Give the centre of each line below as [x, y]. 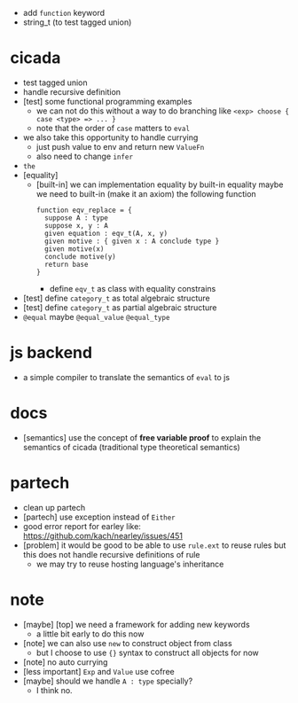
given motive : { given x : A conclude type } [132, 241]
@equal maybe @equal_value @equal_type [96, 316]
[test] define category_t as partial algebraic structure [120, 307]
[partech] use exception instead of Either [99, 517]
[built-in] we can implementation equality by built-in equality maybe [160, 184]
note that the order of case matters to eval [113, 128]
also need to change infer [85, 156]
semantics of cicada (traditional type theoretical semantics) [131, 447]
